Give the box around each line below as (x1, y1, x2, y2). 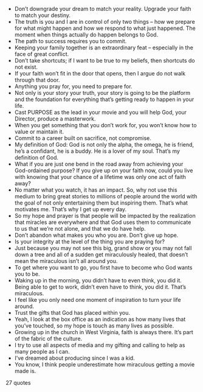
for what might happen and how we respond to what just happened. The (14, 24, 196, 32)
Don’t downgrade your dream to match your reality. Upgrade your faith (14, 5, 191, 12)
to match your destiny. (14, 12, 71, 19)
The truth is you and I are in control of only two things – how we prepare (14, 18, 195, 25)
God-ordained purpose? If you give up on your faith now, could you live (14, 167, 193, 174)
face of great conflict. (14, 51, 69, 57)
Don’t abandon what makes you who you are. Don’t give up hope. (14, 231, 179, 239)
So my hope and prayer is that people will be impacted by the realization (14, 212, 196, 219)
